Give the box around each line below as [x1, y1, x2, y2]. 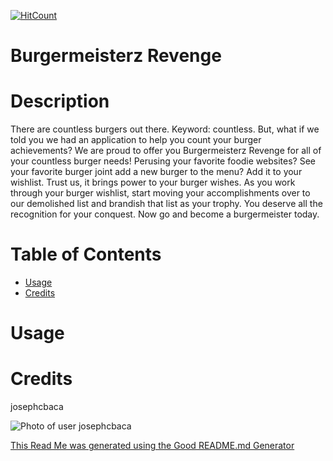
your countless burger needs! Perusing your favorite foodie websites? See [10, 155, 316, 167]
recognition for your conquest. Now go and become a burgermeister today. [10, 208, 320, 220]
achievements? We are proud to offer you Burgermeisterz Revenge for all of [10, 145, 322, 157]
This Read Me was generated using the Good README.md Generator [10, 440, 295, 452]
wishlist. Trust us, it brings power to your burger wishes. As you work [10, 176, 296, 189]
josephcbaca [10, 401, 64, 413]
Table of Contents [10, 243, 162, 266]
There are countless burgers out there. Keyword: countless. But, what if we [10, 123, 320, 135]
